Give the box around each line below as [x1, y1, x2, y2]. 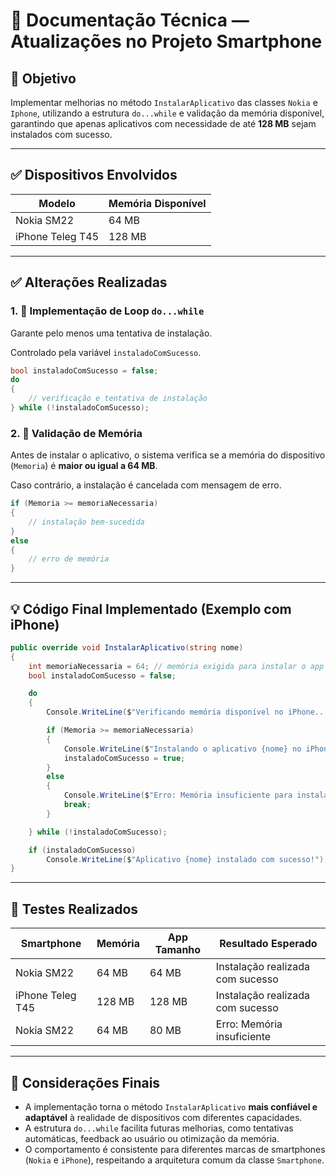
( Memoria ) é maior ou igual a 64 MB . [10, 460, 158, 472]
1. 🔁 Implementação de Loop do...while [10, 304, 205, 318]
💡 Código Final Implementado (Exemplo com [10, 600, 292, 618]
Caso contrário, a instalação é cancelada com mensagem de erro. [10, 479, 282, 491]
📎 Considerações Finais [10, 1074, 161, 1091]
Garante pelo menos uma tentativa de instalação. [10, 327, 213, 339]
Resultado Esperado [219, 937, 318, 951]
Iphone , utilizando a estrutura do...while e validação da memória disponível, [10, 107, 325, 119]
